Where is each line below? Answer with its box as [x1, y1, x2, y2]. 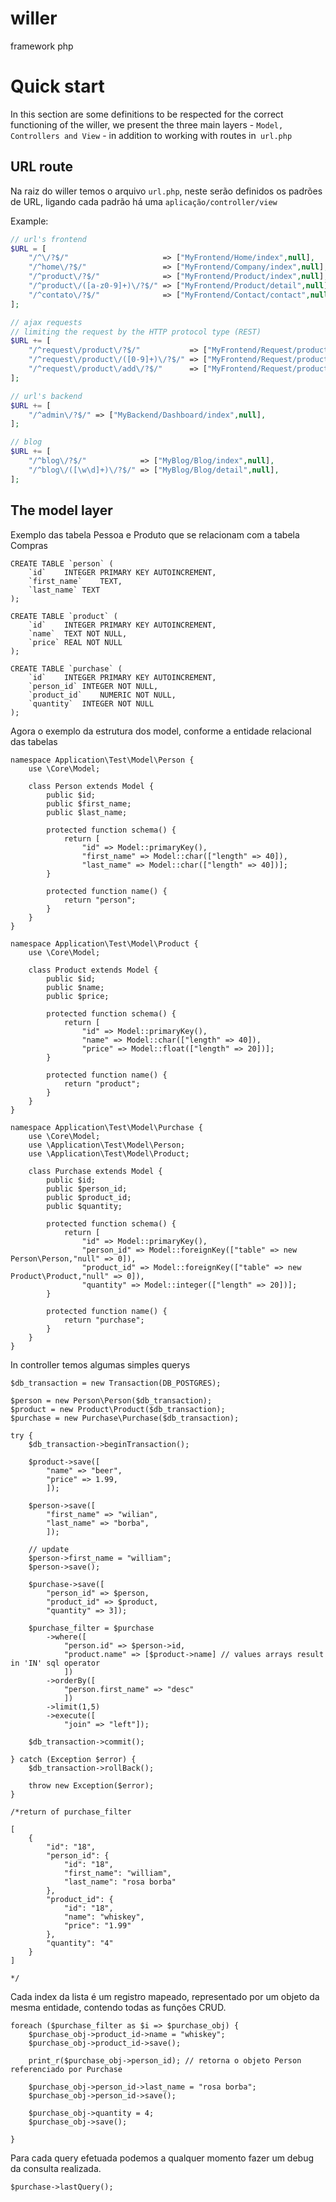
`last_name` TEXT [28, 585, 101, 595]
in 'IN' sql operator [10, 1658, 101, 1668]
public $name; [46, 982, 105, 992]
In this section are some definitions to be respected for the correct [10, 108, 284, 120]
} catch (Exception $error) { [10, 1754, 137, 1764]
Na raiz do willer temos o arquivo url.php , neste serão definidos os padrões [10, 185, 323, 197]
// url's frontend [10, 234, 87, 244]
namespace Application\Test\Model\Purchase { [10, 1122, 203, 1132]
